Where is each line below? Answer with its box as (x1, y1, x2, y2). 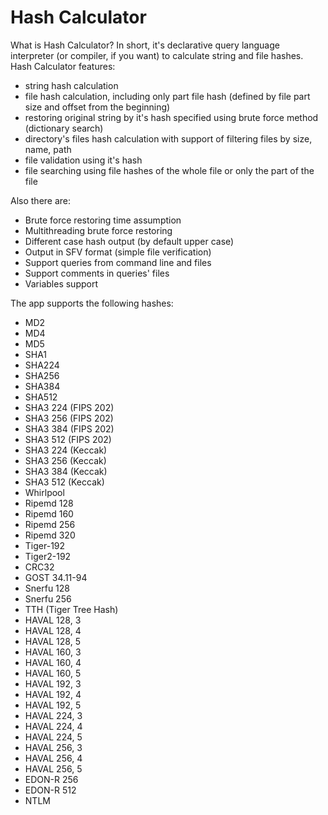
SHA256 (24, 369, 60, 381)
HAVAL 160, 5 (24, 667, 82, 679)
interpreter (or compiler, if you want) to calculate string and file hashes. (10, 49, 304, 61)
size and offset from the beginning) (24, 101, 171, 113)
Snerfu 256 (24, 592, 72, 605)
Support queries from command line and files (24, 256, 212, 268)
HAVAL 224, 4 (24, 720, 83, 732)
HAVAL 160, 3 (24, 646, 82, 658)
